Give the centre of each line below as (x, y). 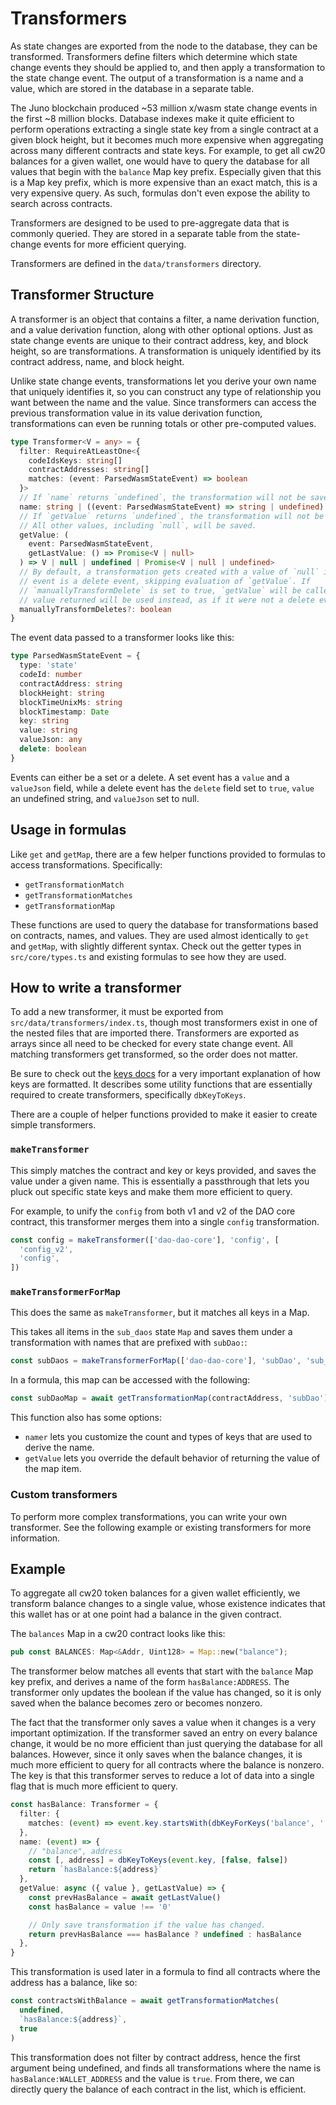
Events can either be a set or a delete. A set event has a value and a (150, 777)
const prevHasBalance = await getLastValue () (125, 1897)
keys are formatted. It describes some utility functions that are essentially (161, 1084)
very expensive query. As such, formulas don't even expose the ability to (160, 193)
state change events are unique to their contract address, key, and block (159, 340)
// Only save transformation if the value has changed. (147, 1925)
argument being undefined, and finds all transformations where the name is (166, 2068)
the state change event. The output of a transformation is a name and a (157, 78)
